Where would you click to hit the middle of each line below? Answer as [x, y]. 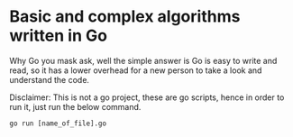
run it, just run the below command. [75, 106]
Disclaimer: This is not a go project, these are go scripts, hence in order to [147, 97]
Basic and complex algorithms [125, 17]
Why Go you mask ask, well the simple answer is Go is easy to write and [143, 60]
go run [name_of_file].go [58, 123]
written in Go [59, 36]
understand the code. [50, 79]
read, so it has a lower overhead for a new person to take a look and [136, 70]
